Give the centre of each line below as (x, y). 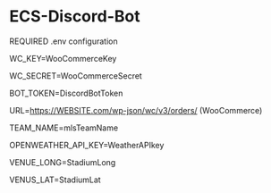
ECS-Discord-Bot (75, 17)
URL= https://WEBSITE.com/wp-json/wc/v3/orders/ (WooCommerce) (136, 110)
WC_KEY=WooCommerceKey (63, 58)
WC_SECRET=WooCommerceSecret (76, 76)
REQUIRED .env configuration (64, 41)
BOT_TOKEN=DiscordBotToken (66, 93)
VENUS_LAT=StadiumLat (55, 180)
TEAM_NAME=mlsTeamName (64, 128)
